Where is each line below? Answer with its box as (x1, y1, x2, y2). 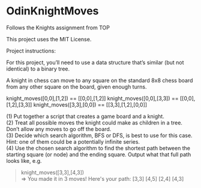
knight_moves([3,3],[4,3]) (20, 169, 85, 176)
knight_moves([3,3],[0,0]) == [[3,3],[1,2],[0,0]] (33, 101, 148, 108)
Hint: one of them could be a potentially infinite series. (6, 138, 140, 145)
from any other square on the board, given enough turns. (6, 83, 147, 90)
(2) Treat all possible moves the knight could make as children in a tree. (6, 119, 183, 126)
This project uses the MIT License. (6, 35, 92, 43)
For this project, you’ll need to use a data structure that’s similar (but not (6, 59, 184, 66)
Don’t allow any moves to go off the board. (6, 125, 112, 132)
